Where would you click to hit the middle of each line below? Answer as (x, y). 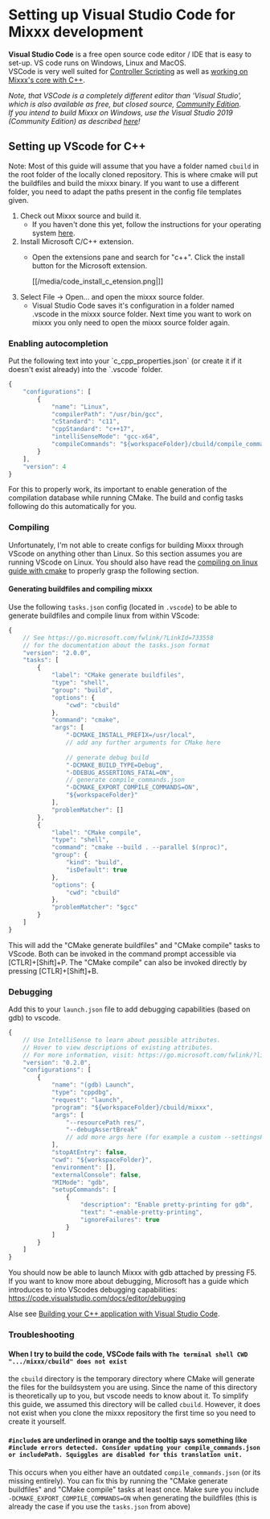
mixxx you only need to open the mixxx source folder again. (131, 322)
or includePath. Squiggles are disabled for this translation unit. (125, 1455)
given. (19, 200)
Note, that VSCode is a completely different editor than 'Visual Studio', (125, 95)
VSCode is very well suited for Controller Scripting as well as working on (128, 71)
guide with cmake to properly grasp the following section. (104, 570)
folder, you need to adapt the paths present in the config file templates (125, 192)
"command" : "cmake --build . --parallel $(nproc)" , (139, 847)
